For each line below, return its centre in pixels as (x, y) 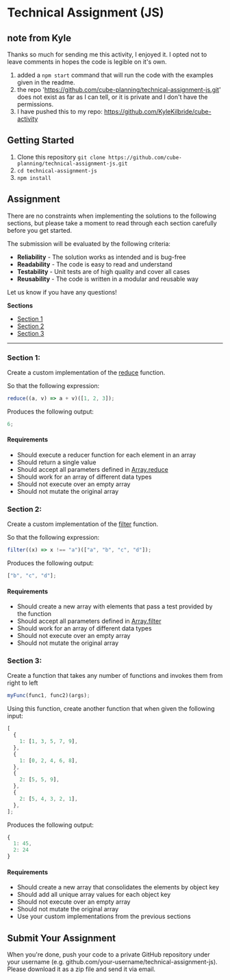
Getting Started (41, 140)
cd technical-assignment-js (57, 171)
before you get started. (40, 230)
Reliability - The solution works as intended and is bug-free (101, 257)
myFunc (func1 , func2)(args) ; (49, 696)
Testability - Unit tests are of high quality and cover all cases (103, 271)
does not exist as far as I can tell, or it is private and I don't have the (112, 97)
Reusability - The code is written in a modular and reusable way (107, 279)
